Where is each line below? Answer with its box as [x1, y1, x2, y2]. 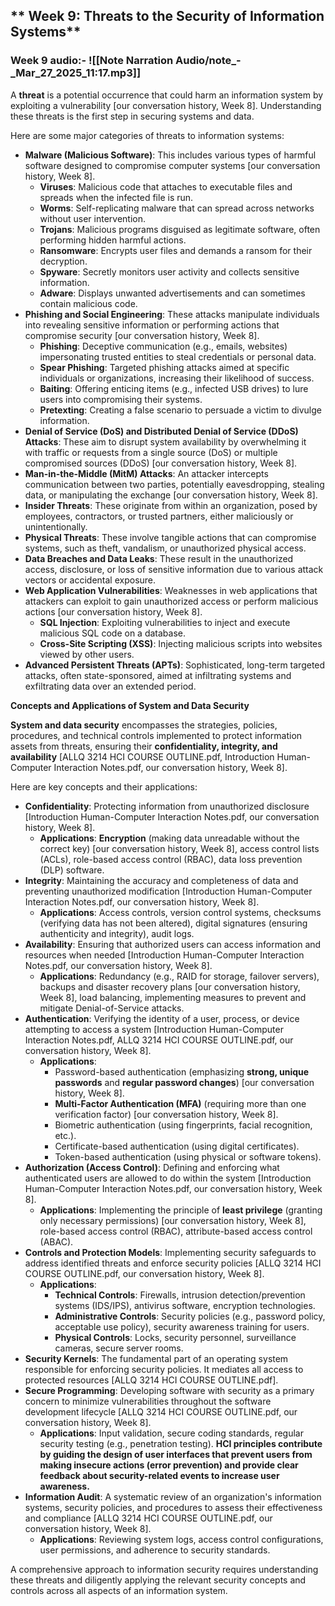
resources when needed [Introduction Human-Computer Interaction [24, 949, 305, 961]
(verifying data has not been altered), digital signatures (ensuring [39, 917, 308, 929]
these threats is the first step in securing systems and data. [10, 110, 255, 122]
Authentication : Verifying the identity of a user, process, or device [24, 1012, 300, 1024]
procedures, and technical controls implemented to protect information [10, 729, 303, 741]
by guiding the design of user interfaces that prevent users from [39, 1448, 313, 1460]
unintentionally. [24, 520, 88, 533]
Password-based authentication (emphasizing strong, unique [54, 1065, 310, 1078]
